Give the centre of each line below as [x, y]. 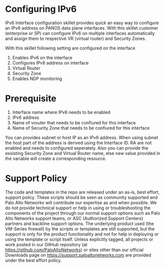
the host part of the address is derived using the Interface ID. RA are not [78, 143]
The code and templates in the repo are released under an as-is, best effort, [82, 192]
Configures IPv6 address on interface [50, 63]
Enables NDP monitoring [37, 78]
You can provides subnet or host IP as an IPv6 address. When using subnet [82, 137]
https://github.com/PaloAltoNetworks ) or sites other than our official [74, 250]
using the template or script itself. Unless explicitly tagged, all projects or [79, 239]
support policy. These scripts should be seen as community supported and [82, 197]
